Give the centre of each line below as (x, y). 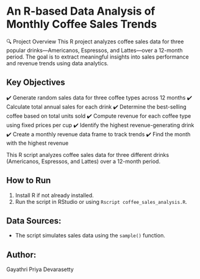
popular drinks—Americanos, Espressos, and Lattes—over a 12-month (95, 50)
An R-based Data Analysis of (81, 11)
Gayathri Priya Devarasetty (40, 269)
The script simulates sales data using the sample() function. (90, 236)
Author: (21, 255)
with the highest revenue (37, 143)
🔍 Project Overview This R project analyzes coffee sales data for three (95, 42)
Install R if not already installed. (55, 195)
